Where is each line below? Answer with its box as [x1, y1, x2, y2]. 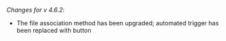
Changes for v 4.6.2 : [6, 6, 65, 14]
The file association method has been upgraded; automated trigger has [16, 19, 219, 27]
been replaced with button [16, 27, 92, 34]
